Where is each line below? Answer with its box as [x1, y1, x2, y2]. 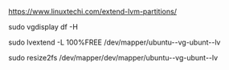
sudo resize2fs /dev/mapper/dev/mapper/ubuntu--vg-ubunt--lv [8, 53, 219, 62]
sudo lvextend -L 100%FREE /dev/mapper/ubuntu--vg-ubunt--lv [8, 37, 221, 47]
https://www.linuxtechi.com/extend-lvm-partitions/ [8, 7, 177, 16]
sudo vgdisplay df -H [8, 22, 79, 31]
